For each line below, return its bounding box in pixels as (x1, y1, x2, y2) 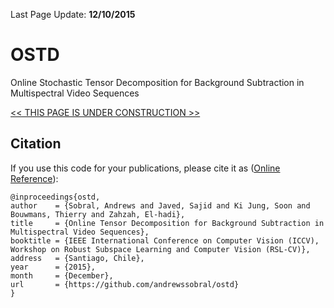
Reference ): (10, 172, 59, 184)
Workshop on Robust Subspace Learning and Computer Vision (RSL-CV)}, (10, 244, 311, 254)
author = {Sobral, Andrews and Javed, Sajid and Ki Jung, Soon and (10, 200, 311, 211)
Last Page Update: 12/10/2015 (10, 9, 136, 20)
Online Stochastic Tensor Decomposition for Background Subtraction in (10, 76, 305, 88)
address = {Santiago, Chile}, (10, 253, 145, 263)
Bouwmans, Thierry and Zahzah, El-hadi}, (10, 209, 186, 219)
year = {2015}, (10, 262, 97, 272)
